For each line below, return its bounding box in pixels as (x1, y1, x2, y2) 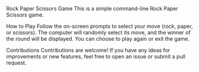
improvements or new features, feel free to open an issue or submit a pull (6, 53, 186, 60)
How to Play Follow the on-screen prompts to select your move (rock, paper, (6, 23, 193, 30)
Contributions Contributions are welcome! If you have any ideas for (6, 47, 170, 54)
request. (6, 59, 27, 66)
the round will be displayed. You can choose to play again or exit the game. (6, 35, 190, 42)
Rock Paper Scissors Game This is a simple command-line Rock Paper (6, 5, 178, 12)
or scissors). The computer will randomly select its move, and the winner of (6, 29, 191, 36)
